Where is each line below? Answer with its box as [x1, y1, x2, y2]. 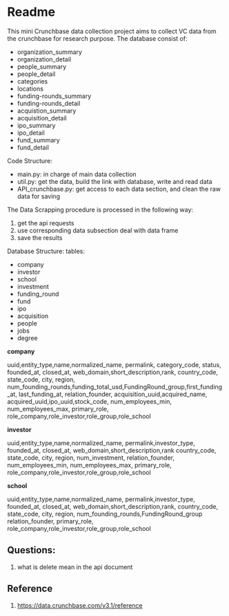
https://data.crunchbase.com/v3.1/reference [17, 601, 143, 609]
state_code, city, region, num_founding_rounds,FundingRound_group [7, 510, 203, 518]
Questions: [7, 544, 56, 557]
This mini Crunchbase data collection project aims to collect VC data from [7, 27, 217, 35]
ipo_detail [17, 129, 45, 137]
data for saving [17, 192, 61, 200]
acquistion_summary [17, 106, 77, 115]
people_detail [17, 70, 56, 78]
